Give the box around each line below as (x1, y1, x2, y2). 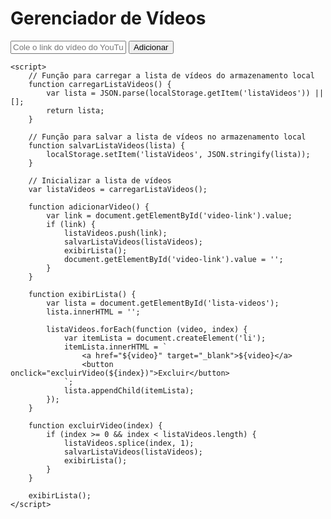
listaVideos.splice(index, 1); (63, 438, 195, 448)
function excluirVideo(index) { (28, 420, 163, 431)
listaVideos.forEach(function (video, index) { (46, 324, 248, 334)
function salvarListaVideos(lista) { (28, 140, 186, 151)
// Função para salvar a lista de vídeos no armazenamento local (28, 132, 307, 142)
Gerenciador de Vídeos (10, 7, 207, 30)
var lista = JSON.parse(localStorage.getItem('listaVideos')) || (46, 88, 325, 98)
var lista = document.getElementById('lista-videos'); (46, 298, 280, 308)
